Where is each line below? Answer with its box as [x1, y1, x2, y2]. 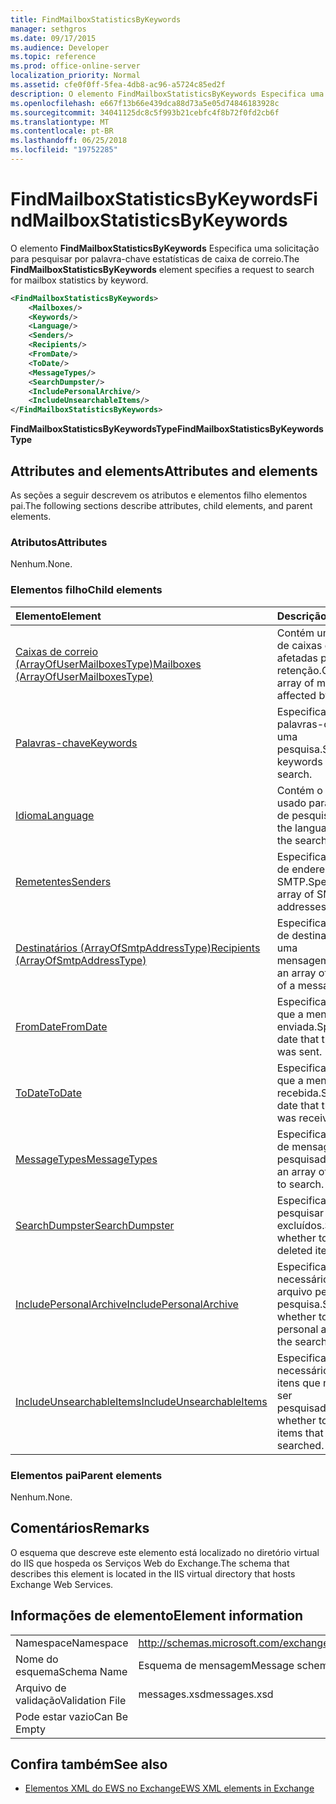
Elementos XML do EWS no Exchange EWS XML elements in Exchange [24, 1782, 315, 1795]
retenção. [276, 663, 322, 677]
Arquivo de [15, 1681, 67, 1695]
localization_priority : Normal [10, 71, 141, 81]
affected [276, 688, 317, 702]
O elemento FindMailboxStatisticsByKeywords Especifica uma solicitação [10, 242, 320, 254]
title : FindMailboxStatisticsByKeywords [10, 14, 182, 25]
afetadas [276, 651, 319, 665]
